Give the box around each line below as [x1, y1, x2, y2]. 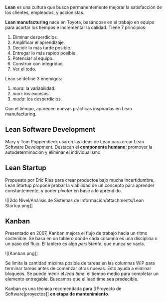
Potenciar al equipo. [12, 55, 54, 61]
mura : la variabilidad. [12, 85, 56, 91]
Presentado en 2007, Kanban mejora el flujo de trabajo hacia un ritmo [5, 230, 148, 236]
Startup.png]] [5, 202, 33, 209]
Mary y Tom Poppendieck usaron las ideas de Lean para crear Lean [5, 138, 145, 144]
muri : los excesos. [12, 91, 50, 96]
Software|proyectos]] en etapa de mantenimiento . [5, 291, 110, 297]
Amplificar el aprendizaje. [12, 39, 65, 45]
